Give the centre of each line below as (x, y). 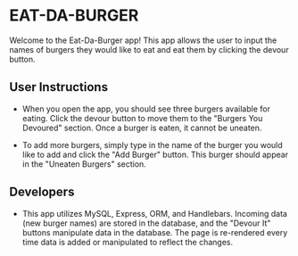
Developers (42, 192)
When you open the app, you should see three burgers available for (146, 109)
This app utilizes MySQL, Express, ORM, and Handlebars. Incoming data (155, 213)
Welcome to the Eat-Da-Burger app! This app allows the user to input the (143, 40)
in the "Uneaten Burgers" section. (84, 164)
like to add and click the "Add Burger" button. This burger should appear (155, 154)
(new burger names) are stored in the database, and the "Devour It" (146, 223)
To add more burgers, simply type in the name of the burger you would (152, 145)
